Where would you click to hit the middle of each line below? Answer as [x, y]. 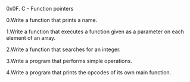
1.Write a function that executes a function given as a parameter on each [95, 31]
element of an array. [31, 38]
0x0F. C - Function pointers [40, 9]
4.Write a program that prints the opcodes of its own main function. [89, 72]
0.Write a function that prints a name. [52, 20]
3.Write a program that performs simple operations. [69, 61]
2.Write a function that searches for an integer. [63, 49]
